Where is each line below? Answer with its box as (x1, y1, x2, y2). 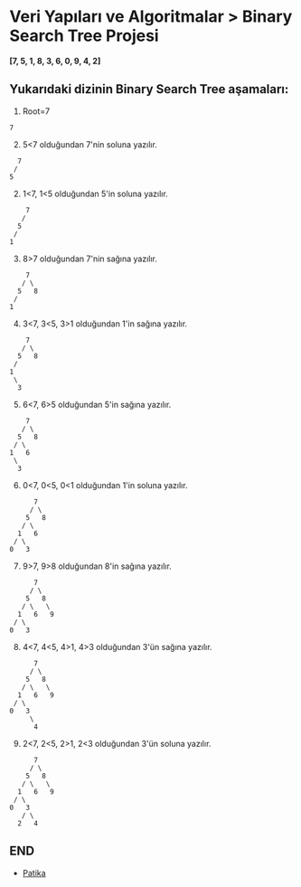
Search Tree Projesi (9, 25, 160, 46)
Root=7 (22, 106, 51, 117)
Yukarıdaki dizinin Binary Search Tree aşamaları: (9, 81, 289, 97)
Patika (22, 867, 47, 878)
